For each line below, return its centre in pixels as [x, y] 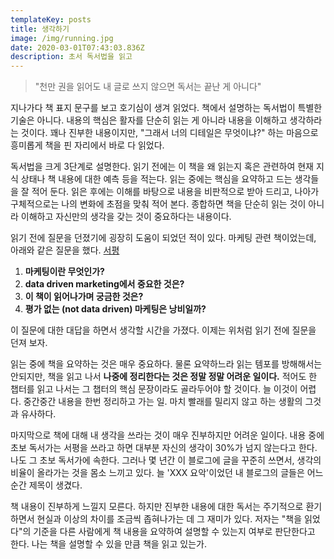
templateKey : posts [51, 19]
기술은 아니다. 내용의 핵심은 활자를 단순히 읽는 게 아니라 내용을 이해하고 [149, 120]
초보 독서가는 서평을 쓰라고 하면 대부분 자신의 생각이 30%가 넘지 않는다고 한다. [164, 448]
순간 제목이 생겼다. [46, 485]
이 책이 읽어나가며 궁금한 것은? [84, 297]
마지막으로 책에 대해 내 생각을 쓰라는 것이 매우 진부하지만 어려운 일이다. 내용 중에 [167, 435]
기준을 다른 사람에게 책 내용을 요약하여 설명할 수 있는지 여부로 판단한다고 [174, 532]
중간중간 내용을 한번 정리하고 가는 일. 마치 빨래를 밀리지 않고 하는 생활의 [163, 402]
